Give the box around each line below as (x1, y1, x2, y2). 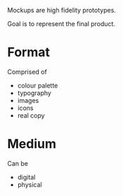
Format (7, 44, 51, 61)
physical (17, 180, 42, 189)
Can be (7, 159, 29, 168)
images (17, 96, 39, 104)
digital (17, 173, 36, 181)
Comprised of (7, 67, 47, 76)
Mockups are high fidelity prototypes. (7, 6, 116, 14)
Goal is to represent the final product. (7, 20, 116, 27)
